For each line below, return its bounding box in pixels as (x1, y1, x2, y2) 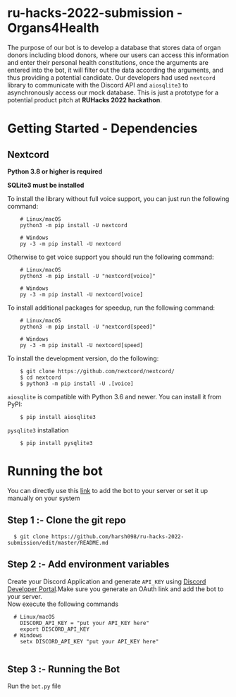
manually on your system (7, 494, 80, 502)
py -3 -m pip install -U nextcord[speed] (20, 341, 143, 348)
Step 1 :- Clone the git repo (7, 514, 127, 526)
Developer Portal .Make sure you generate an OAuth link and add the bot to (7, 584, 224, 593)
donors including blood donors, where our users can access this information (7, 51, 229, 59)
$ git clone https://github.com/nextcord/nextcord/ (20, 368, 175, 375)
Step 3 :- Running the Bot (7, 663, 120, 675)
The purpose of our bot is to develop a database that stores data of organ (7, 43, 221, 51)
